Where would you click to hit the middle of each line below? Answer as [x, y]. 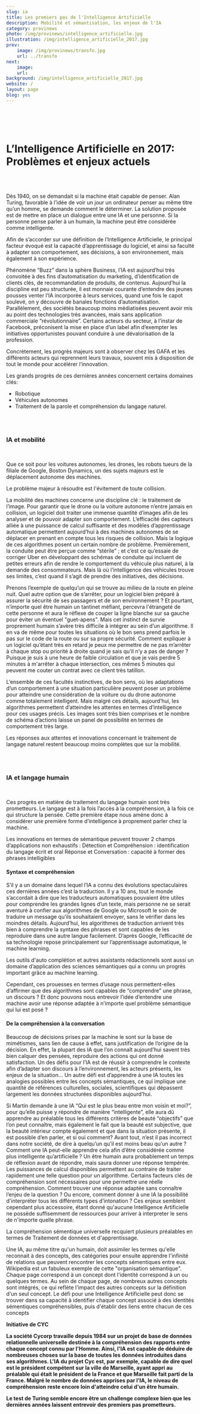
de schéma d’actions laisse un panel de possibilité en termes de [85, 720]
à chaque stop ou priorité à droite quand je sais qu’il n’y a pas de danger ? [97, 651]
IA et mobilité [26, 440]
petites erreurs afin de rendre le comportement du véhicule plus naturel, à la [100, 563]
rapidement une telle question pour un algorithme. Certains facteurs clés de [99, 1175]
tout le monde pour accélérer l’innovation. [58, 364]
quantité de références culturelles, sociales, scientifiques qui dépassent [95, 1087]
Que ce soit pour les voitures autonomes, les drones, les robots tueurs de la [99, 464]
